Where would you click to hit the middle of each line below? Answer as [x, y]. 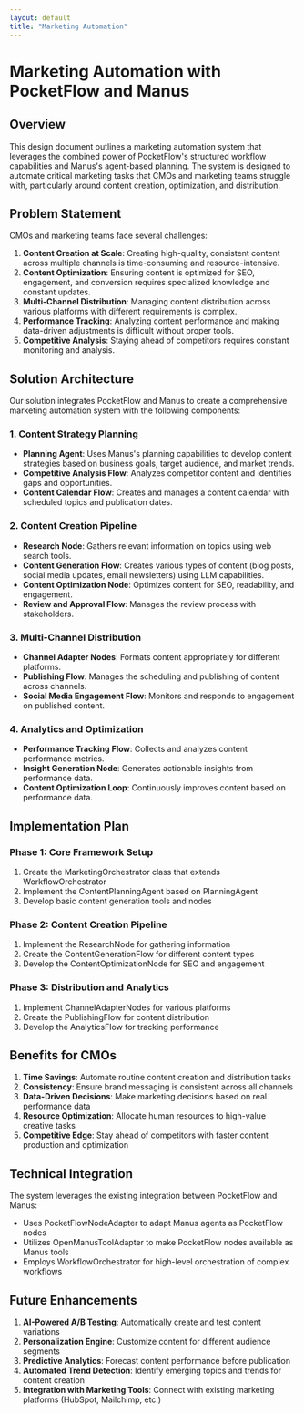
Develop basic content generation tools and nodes [117, 901]
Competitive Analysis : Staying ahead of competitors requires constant [156, 341]
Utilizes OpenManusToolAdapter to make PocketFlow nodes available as [158, 1243]
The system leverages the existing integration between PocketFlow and [143, 1196]
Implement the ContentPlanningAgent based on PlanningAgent [140, 891]
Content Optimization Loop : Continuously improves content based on [154, 788]
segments [41, 1351]
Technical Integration [71, 1174]
